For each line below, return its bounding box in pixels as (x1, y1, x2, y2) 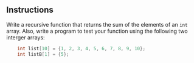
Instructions (6, 5, 54, 15)
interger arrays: (6, 33, 45, 41)
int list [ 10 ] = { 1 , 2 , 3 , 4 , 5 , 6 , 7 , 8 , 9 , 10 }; (17, 45, 146, 51)
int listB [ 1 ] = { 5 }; (17, 51, 69, 57)
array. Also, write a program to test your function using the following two (6, 27, 188, 35)
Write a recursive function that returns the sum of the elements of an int (6, 21, 188, 28)
